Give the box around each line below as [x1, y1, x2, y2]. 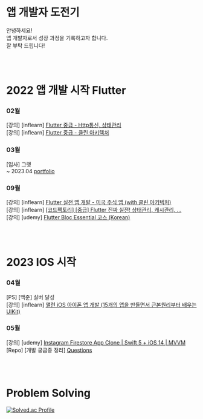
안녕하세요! [6, 27, 33, 34]
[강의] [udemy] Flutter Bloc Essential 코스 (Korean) [6, 214, 130, 221]
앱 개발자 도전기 [6, 5, 80, 19]
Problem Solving [6, 386, 91, 400]
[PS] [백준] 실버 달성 [6, 293, 55, 300]
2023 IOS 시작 [6, 256, 77, 269]
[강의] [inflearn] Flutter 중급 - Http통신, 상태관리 [6, 122, 122, 129]
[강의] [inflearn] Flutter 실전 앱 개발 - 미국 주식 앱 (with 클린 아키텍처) [6, 199, 172, 206]
